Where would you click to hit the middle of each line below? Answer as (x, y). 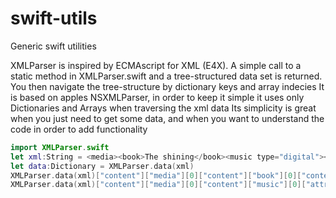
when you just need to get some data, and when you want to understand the (167, 118)
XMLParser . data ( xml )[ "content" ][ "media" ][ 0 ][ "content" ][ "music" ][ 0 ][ (158, 185)
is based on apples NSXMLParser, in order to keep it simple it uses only (157, 97)
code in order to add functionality (79, 129)
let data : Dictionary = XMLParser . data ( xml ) (102, 166)
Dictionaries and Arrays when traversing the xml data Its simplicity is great (163, 108)
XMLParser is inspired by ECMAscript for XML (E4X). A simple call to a (156, 65)
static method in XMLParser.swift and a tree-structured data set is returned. (166, 76)
